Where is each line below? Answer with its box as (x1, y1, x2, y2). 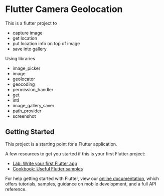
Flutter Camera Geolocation (5, 4, 123, 15)
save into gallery (12, 46, 47, 52)
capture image (12, 30, 43, 36)
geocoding (12, 81, 35, 87)
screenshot (12, 113, 36, 119)
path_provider (12, 108, 42, 114)
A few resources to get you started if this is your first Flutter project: (5, 150, 145, 156)
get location (12, 35, 38, 41)
